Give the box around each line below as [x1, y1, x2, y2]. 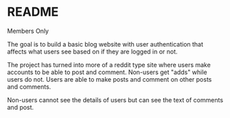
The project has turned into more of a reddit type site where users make [7, 60, 211, 69]
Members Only [7, 27, 49, 35]
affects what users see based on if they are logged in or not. [7, 47, 178, 56]
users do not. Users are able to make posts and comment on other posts [7, 75, 212, 83]
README [7, 4, 59, 20]
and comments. [7, 82, 51, 91]
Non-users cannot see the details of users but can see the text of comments [7, 95, 224, 104]
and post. [7, 103, 34, 111]
